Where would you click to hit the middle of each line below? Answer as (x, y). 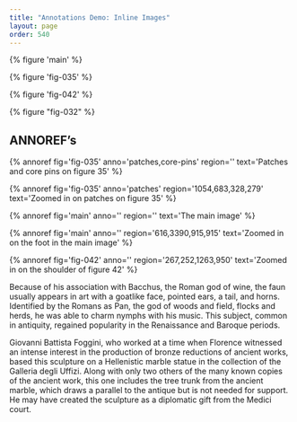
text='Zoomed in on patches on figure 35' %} (93, 198)
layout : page (34, 26)
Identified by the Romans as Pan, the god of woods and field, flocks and (143, 306)
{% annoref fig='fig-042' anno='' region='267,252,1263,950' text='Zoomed (148, 260)
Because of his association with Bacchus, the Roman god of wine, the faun (148, 287)
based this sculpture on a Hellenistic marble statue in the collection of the (145, 362)
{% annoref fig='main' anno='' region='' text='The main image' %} (132, 215)
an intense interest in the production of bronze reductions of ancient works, (149, 352)
